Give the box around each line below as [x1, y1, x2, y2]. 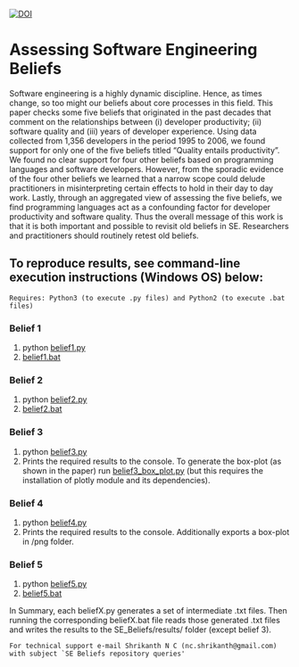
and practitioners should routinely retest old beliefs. [9, 230, 199, 241]
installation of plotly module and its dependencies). [21, 474, 211, 485]
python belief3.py [21, 446, 87, 457]
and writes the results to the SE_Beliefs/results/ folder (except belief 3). [9, 624, 272, 635]
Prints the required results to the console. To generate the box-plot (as [21, 456, 282, 466]
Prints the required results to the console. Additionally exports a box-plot [21, 526, 290, 537]
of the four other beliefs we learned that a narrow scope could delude [9, 173, 266, 184]
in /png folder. [21, 536, 74, 547]
